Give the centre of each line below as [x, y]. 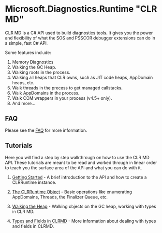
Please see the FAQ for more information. [46, 130]
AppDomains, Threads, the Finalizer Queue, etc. [60, 197]
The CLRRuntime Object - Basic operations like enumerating [72, 192]
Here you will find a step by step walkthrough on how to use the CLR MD [77, 157]
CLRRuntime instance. [34, 182]
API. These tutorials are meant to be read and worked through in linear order [81, 162]
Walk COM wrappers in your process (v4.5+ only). [62, 98]
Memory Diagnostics [33, 62]
